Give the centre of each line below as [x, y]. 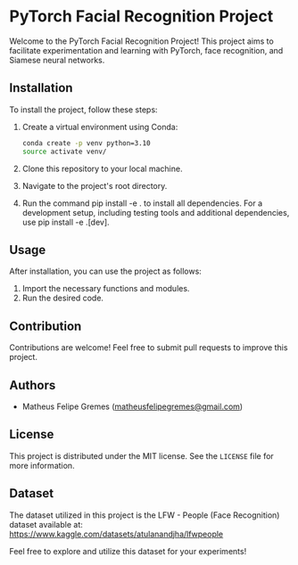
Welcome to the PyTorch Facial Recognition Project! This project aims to [141, 41]
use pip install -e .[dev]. [66, 222]
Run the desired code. [63, 298]
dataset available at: [46, 524]
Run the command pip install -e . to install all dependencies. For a [142, 203]
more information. [42, 465]
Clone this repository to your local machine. [102, 168]
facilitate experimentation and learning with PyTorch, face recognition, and [146, 50]
